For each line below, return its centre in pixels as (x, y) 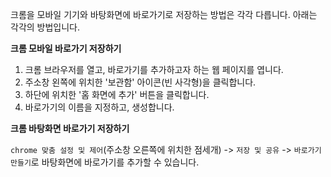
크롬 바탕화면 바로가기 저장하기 (70, 128)
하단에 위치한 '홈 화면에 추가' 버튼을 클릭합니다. (117, 94)
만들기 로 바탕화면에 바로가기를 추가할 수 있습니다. (105, 162)
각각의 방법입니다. (45, 27)
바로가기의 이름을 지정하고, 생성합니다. (99, 107)
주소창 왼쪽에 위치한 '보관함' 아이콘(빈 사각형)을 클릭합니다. (140, 82)
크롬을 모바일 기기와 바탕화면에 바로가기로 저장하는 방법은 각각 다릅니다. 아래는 (164, 14)
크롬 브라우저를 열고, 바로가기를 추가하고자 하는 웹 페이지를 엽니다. (154, 69)
